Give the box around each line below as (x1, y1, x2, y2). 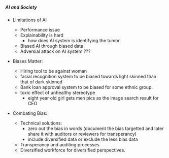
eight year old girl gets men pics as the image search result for (27, 94, 159, 101)
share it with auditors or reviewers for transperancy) (27, 131, 137, 137)
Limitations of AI (12, 17, 47, 23)
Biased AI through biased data (20, 43, 84, 49)
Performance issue (20, 26, 60, 33)
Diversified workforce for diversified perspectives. (20, 147, 125, 153)
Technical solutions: (20, 120, 62, 126)
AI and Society (5, 4, 37, 10)
